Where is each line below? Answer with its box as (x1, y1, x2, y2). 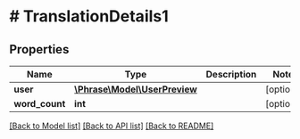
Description (205, 69, 257, 80)
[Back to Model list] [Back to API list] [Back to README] (9, 120, 214, 131)
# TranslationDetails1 (9, 6, 170, 27)
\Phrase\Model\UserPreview (74, 83, 198, 95)
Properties (9, 42, 70, 57)
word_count (13, 98, 66, 110)
